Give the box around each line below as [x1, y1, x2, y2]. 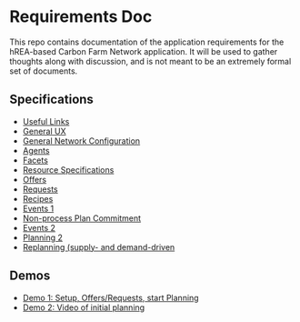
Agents [22, 145, 50, 156]
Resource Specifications [22, 164, 115, 175]
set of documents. [9, 65, 78, 76]
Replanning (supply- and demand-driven [22, 241, 175, 252]
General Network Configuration [22, 135, 141, 146]
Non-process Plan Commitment [22, 212, 142, 224]
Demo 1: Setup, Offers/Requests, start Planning [22, 292, 199, 303]
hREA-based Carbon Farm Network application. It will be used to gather [9, 45, 278, 56]
